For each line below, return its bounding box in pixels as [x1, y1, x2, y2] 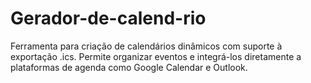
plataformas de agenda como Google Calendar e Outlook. [10, 61, 248, 73]
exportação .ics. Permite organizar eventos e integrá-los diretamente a [10, 50, 302, 62]
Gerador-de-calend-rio [10, 7, 207, 30]
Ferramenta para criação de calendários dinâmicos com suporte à [10, 40, 283, 52]
